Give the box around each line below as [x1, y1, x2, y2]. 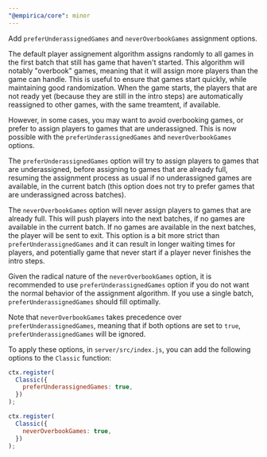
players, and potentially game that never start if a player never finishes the [8, 248, 252, 257]
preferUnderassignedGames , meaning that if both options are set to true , [8, 320, 241, 330]
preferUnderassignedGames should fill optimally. [8, 296, 161, 307]
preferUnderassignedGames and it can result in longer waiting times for [8, 239, 236, 248]
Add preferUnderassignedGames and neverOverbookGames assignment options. [8, 33, 258, 43]
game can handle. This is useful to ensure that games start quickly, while [8, 74, 247, 84]
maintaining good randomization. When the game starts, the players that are [8, 83, 257, 92]
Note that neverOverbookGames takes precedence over [8, 312, 183, 322]
